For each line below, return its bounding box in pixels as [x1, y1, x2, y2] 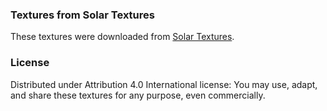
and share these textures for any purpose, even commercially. [10, 89, 266, 101]
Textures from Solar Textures [10, 8, 155, 22]
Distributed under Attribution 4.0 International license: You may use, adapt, [10, 78, 318, 90]
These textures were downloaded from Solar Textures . [10, 31, 235, 43]
